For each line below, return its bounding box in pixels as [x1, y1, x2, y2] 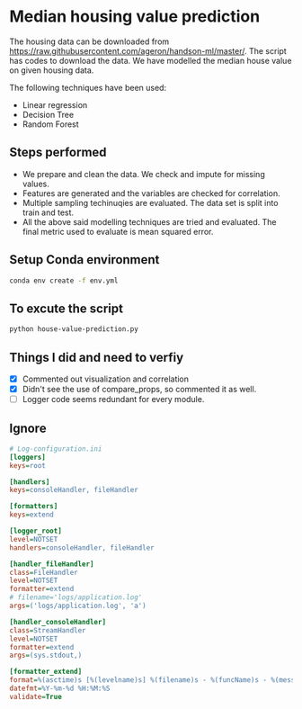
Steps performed [9, 145, 107, 160]
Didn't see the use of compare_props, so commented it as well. [22, 384, 257, 394]
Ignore [9, 420, 47, 435]
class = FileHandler [9, 568, 78, 577]
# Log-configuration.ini [9, 444, 102, 453]
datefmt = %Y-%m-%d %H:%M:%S [9, 684, 111, 694]
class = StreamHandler [9, 625, 87, 635]
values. [22, 178, 49, 189]
